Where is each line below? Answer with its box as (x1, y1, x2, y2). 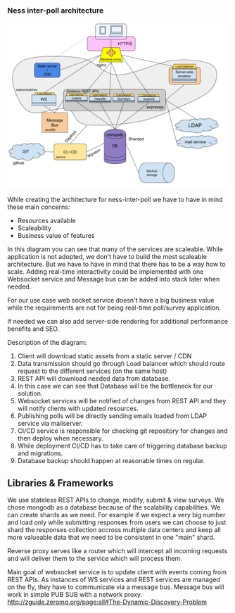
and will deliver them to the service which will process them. (7, 555, 183, 563)
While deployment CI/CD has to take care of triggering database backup (17, 442, 227, 450)
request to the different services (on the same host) (17, 367, 167, 375)
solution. (17, 389, 43, 398)
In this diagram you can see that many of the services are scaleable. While (7, 245, 223, 253)
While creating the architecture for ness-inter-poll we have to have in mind (7, 196, 223, 204)
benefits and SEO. (7, 324, 60, 333)
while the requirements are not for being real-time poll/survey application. (7, 303, 222, 312)
